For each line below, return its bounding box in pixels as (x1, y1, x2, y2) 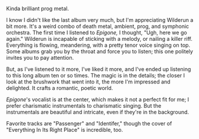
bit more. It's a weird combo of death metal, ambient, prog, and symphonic (6, 23, 189, 30)
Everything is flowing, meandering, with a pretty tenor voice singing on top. (6, 41, 191, 49)
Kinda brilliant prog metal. (6, 5, 70, 12)
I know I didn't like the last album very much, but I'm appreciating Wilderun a (6, 17, 194, 23)
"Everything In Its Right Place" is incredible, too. (6, 127, 124, 133)
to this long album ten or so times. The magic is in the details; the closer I (6, 72, 185, 79)
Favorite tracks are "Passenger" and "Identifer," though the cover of (6, 120, 172, 127)
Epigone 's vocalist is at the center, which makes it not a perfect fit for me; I (6, 96, 189, 103)
